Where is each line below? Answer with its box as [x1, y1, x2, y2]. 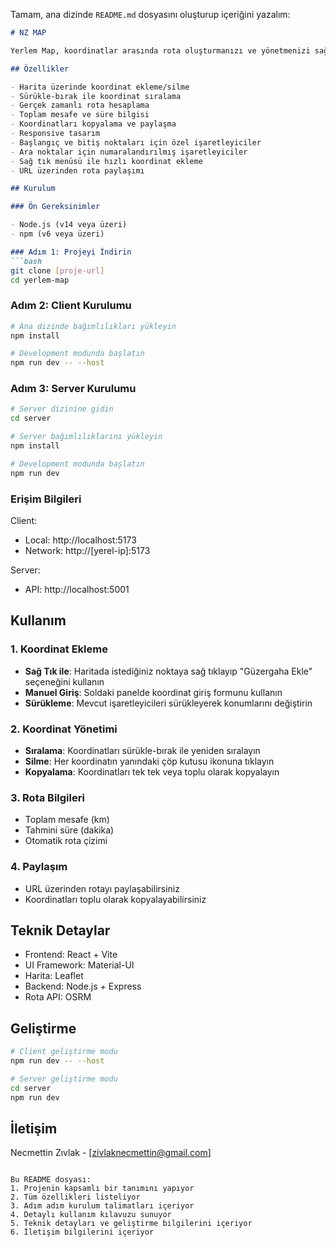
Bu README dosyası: [10, 1175, 92, 1185]
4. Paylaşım [10, 860, 68, 874]
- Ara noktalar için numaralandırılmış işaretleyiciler [10, 147, 248, 157]
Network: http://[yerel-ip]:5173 [24, 545, 151, 557]
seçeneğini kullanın [24, 675, 105, 688]
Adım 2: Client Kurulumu [10, 299, 132, 313]
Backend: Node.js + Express [24, 980, 142, 993]
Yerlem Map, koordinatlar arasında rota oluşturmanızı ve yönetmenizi [10, 45, 311, 56]
